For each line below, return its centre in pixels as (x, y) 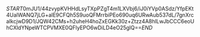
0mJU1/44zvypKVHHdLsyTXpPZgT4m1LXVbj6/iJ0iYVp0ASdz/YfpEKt (108, 9)
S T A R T (15, 9)
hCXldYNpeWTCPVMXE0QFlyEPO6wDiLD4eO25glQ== (74, 27)
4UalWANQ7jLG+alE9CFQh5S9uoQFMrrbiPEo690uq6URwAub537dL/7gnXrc (100, 15)
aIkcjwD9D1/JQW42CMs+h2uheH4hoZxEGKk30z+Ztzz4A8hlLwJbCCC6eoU (100, 21)
